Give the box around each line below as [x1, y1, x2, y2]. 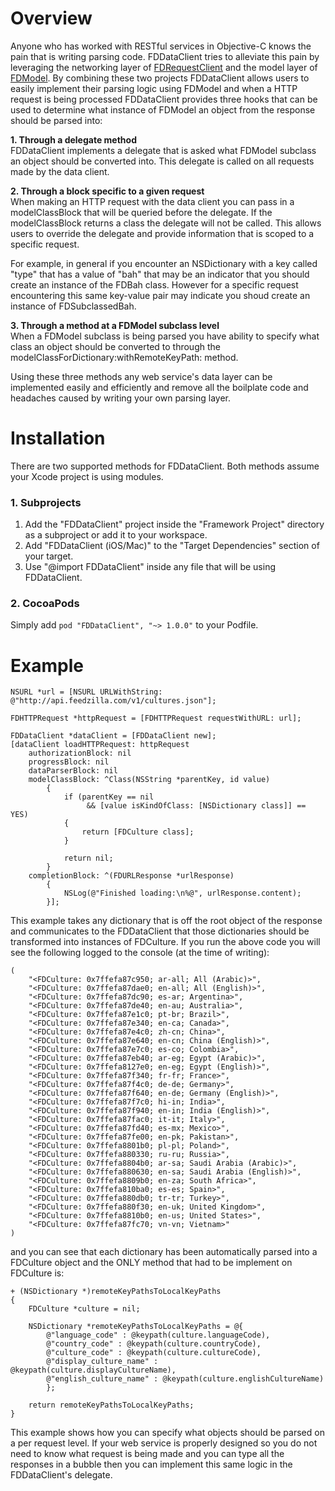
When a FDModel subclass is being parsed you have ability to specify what [10, 330, 320, 342]
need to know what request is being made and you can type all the [10, 1448, 285, 1460]
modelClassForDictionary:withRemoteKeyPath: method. [10, 351, 239, 363]
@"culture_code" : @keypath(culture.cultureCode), [46, 1348, 262, 1358]
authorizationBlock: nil [28, 748, 132, 759]
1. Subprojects [10, 495, 82, 509]
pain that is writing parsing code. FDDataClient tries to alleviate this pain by [10, 50, 320, 62]
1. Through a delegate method [10, 133, 137, 146]
